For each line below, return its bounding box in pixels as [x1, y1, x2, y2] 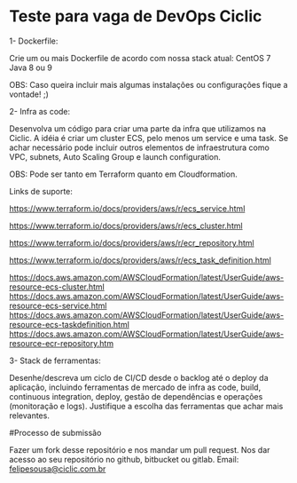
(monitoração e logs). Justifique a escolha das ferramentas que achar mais [9, 400, 284, 411]
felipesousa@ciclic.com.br [9, 463, 106, 474]
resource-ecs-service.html [9, 300, 107, 311]
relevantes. [9, 410, 51, 421]
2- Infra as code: [9, 106, 71, 116]
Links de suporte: [9, 186, 74, 196]
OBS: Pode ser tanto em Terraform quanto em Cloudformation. [9, 169, 238, 179]
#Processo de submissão [9, 427, 102, 438]
